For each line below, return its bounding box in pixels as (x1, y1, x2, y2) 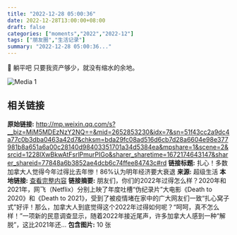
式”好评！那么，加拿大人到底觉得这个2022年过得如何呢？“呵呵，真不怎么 (7, 203, 220, 211)
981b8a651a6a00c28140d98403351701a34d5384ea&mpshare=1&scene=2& (7, 143, 229, 151)
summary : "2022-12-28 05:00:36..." (7, 43, 112, 50)
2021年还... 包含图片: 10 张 (35, 220, 111, 229)
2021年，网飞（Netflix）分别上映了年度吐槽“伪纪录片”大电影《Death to (7, 185, 213, 193)
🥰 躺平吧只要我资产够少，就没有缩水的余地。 (7, 64, 139, 71)
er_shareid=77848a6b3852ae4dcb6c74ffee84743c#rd (7, 158, 167, 167)
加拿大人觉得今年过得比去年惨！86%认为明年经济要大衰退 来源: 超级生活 (7, 167, 219, 176)
